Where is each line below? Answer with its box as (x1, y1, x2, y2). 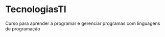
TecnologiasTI (5, 4, 66, 15)
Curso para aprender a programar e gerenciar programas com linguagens (5, 20, 160, 26)
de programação (5, 25, 40, 31)
